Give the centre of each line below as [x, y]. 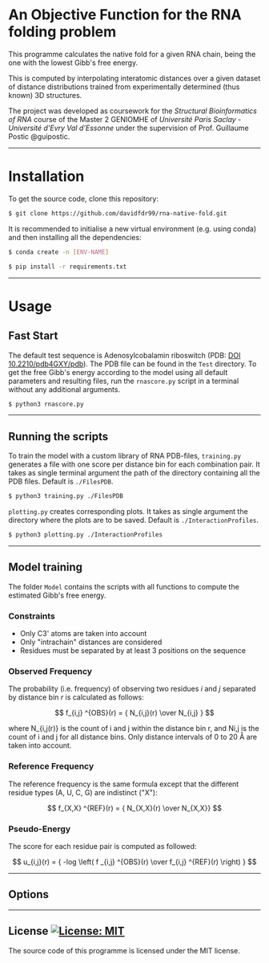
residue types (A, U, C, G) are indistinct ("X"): [83, 792]
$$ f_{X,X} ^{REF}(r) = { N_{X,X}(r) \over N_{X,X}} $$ [134, 808]
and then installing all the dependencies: [75, 237]
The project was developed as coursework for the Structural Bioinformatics [133, 111]
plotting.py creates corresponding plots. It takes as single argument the [128, 512]
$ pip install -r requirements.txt [68, 267]
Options [29, 894]
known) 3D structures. [45, 95]
